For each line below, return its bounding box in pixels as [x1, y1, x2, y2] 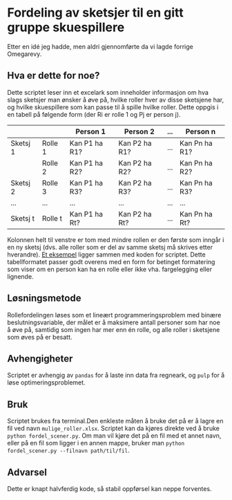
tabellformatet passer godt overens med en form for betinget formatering [7, 257, 215, 266]
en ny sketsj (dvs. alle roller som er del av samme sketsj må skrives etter [7, 243, 213, 251]
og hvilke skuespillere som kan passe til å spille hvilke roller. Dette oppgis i [7, 102, 219, 111]
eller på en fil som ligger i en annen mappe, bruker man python [7, 439, 185, 447]
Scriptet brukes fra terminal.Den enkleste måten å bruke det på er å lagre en [7, 417, 224, 425]
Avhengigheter [7, 353, 73, 364]
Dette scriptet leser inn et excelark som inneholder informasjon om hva [7, 88, 209, 96]
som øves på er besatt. [7, 333, 72, 341]
